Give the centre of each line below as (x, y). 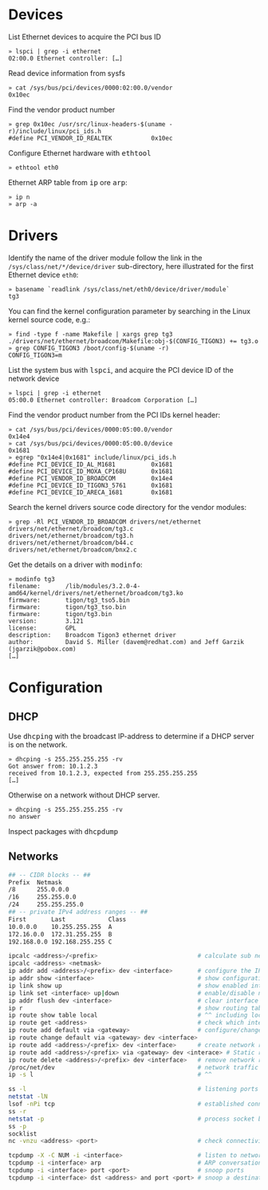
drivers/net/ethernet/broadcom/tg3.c (71, 528)
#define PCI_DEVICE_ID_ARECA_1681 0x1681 (91, 492)
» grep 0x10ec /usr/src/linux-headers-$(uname (87, 124)
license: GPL (43, 628)
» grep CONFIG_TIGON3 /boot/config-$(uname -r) (89, 348)
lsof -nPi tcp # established (126, 1104)
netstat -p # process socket (132, 1119)
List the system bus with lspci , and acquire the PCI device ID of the (121, 370)
